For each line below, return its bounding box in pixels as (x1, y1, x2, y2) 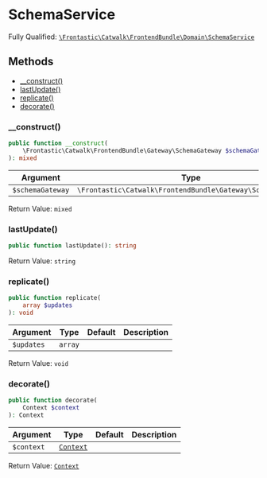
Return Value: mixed (8, 204, 72, 213)
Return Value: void (8, 358, 69, 367)
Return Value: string (8, 256, 76, 266)
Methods (8, 55, 54, 68)
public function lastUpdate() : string (8, 241, 137, 250)
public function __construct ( (8, 139, 109, 148)
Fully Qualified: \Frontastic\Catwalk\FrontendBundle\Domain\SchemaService (8, 32, 255, 41)
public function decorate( (8, 396, 98, 405)
